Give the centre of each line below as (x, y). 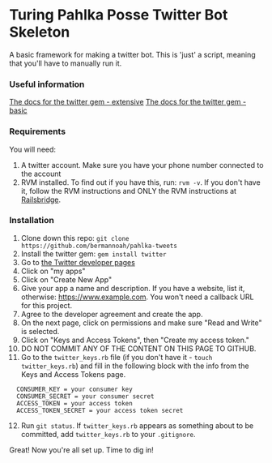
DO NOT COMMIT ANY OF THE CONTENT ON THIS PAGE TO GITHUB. (138, 348)
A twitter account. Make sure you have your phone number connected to (142, 165)
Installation (32, 221)
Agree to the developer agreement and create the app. (112, 314)
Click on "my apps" (53, 271)
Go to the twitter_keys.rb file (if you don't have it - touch (117, 357)
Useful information (47, 84)
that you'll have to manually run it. (66, 63)
